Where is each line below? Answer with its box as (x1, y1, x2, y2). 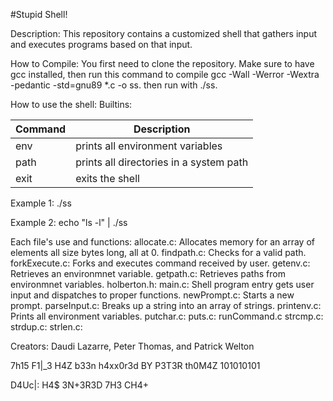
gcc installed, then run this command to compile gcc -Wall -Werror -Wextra (10, 69, 320, 80)
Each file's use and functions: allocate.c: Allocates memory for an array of (10, 236, 315, 248)
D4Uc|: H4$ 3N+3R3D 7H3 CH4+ (10, 379, 150, 391)
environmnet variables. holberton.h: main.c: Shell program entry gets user (10, 279, 315, 290)
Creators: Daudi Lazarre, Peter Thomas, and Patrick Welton (10, 340, 255, 352)
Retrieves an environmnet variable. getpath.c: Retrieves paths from (10, 268, 286, 279)
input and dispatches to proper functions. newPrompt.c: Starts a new (10, 289, 295, 301)
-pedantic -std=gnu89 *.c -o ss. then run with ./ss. (10, 79, 218, 91)
